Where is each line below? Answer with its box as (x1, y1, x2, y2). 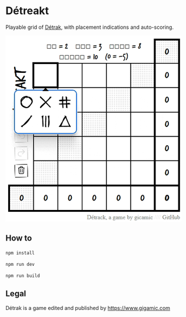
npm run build (5, 272, 41, 279)
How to (5, 233, 32, 243)
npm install (5, 250, 35, 256)
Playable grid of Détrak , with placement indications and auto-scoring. (5, 24, 174, 31)
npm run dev (5, 261, 35, 267)
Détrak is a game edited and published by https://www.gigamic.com (5, 304, 171, 311)
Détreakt (5, 4, 49, 18)
